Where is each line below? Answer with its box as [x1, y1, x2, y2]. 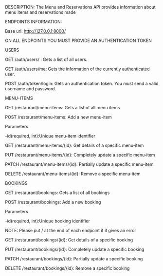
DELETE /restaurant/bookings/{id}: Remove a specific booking [5, 265, 130, 271]
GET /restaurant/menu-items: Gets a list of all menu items [5, 105, 120, 110]
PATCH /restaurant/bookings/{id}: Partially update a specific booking [5, 256, 143, 261]
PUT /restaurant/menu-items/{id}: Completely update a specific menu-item [5, 152, 155, 158]
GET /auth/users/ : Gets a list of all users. [5, 57, 88, 62]
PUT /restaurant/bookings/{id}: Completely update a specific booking [5, 246, 145, 252]
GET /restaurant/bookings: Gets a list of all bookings [5, 190, 110, 196]
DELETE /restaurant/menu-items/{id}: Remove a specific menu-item [5, 171, 141, 177]
